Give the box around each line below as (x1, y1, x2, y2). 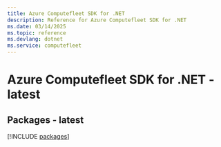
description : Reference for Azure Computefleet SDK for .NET (7, 17, 187, 23)
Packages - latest (7, 114, 84, 126)
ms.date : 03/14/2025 (7, 23, 67, 30)
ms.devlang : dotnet (7, 36, 64, 43)
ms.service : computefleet (7, 42, 81, 49)
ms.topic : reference (7, 29, 67, 37)
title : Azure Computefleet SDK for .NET (7, 10, 126, 17)
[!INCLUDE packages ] (7, 133, 70, 140)
